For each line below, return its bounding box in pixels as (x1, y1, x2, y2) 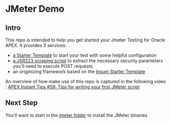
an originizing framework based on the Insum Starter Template (12, 68, 145, 75)
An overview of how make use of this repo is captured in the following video (5, 79, 166, 84)
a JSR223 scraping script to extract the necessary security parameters (12, 58, 163, 64)
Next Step (5, 99, 38, 107)
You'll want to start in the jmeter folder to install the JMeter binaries (5, 112, 148, 118)
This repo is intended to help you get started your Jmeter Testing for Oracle (5, 37, 165, 43)
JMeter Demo (5, 3, 65, 15)
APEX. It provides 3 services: (5, 42, 67, 48)
